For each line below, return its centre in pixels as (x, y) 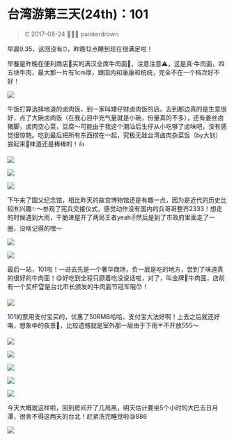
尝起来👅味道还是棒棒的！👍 (46, 144)
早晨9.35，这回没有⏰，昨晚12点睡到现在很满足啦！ (80, 49)
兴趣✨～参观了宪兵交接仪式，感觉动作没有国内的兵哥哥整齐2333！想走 (121, 208)
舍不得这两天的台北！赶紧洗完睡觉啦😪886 (86, 416)
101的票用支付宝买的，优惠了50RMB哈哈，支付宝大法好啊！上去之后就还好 (114, 316)
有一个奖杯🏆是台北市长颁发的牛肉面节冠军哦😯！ (78, 286)
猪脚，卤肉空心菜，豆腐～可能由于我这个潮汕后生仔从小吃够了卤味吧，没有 (114, 126)
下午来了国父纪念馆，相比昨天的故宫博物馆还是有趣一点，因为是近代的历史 (114, 200)
